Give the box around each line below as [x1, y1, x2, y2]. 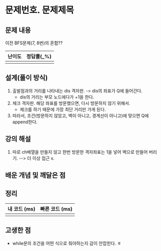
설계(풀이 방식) [5, 74, 48, 82]
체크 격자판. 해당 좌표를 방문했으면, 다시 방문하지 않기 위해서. [12, 100, 131, 106]
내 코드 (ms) [7, 205, 36, 212]
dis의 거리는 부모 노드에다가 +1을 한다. [19, 94, 94, 100]
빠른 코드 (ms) [40, 205, 73, 212]
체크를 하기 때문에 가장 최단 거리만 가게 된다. [19, 106, 106, 112]
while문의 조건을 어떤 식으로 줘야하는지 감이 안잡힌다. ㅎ [12, 240, 122, 246]
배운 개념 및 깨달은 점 [5, 171, 66, 179]
